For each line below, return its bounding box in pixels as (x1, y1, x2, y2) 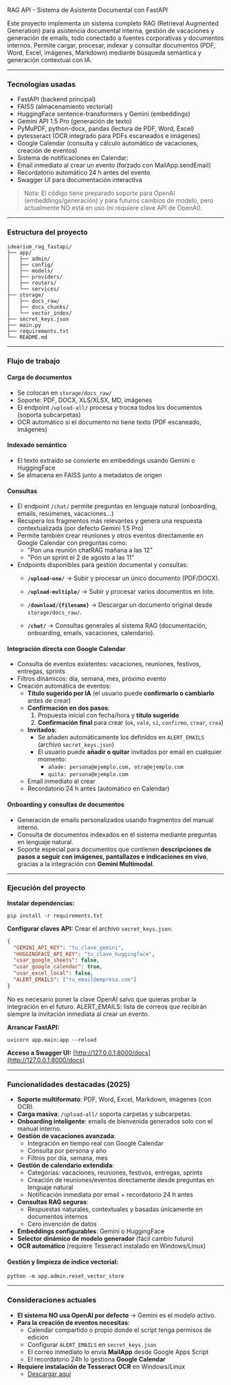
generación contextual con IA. (7, 56, 93, 64)
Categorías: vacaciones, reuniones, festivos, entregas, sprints (27, 1168, 203, 1177)
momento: (37, 755, 67, 764)
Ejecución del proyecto (7, 883, 86, 893)
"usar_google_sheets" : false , (13, 957, 100, 964)
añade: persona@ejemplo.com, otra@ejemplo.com (47, 764, 184, 771)
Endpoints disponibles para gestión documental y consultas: (16, 561, 188, 569)
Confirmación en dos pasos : (27, 704, 110, 713)
